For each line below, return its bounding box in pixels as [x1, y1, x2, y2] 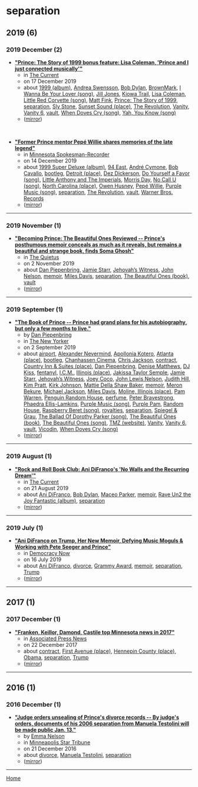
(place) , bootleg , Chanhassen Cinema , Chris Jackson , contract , [23, 357, 178, 364]
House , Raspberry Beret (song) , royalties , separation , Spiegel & [23, 407, 178, 414]
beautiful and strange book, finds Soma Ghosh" [14, 247, 134, 255]
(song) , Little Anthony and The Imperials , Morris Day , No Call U [23, 176, 177, 183]
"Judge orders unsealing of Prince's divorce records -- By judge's [14, 714, 180, 721]
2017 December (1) [6, 615, 61, 623]
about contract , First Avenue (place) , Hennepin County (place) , [23, 647, 177, 655]
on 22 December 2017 [23, 641, 78, 648]
